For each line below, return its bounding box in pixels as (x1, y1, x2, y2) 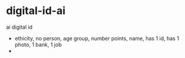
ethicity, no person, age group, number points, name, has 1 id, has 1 (14, 35, 179, 42)
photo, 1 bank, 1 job (14, 41, 62, 48)
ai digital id (6, 23, 33, 30)
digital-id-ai (6, 4, 66, 18)
